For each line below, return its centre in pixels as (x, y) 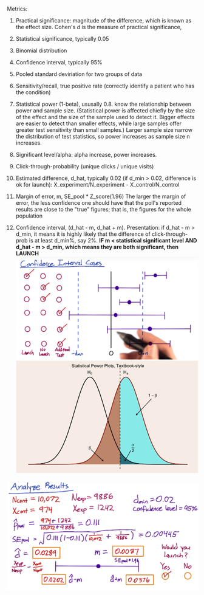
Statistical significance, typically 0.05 (62, 39)
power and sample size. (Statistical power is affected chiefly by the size (105, 111)
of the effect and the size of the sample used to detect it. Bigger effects (105, 117)
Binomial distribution (41, 50)
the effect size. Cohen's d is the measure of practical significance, (99, 27)
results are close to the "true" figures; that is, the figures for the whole (104, 209)
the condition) (33, 92)
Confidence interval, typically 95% (59, 62)
